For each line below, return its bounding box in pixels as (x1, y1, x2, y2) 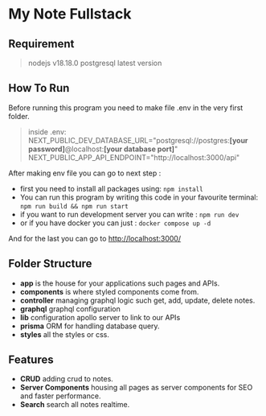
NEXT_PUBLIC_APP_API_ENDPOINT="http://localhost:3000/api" (27, 152, 240, 162)
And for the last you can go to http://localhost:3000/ (8, 233, 182, 243)
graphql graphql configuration (19, 303, 121, 314)
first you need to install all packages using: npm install (19, 183, 203, 193)
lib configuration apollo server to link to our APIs (19, 312, 181, 322)
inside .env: (27, 126, 67, 137)
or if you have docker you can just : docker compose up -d (19, 218, 211, 228)
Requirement (8, 37, 75, 51)
